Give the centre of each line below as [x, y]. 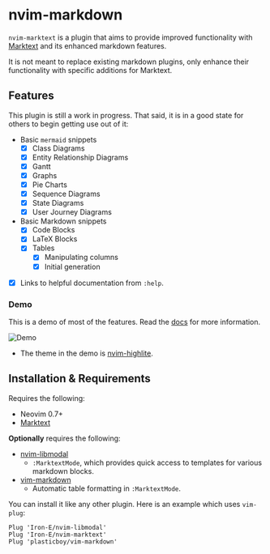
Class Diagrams [58, 148]
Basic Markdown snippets [63, 221]
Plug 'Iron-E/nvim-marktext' [58, 535]
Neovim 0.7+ [41, 414]
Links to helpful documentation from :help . [92, 283]
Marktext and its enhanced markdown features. [88, 45]
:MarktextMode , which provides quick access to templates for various [147, 462]
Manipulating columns [81, 258]
